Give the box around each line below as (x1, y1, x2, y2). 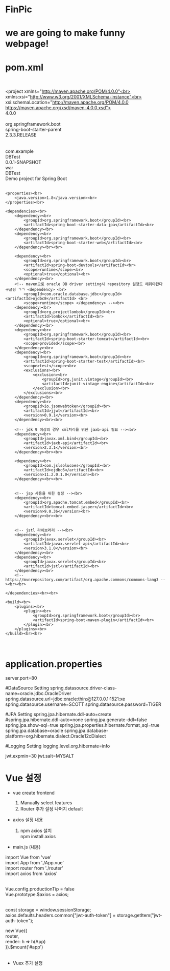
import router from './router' (5, 865, 63, 871)
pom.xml (5, 62, 44, 73)
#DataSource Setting (5, 685, 50, 691)
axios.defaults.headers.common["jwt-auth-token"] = (5, 912, 116, 919)
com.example (5, 148, 34, 154)
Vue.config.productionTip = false (5, 886, 75, 892)
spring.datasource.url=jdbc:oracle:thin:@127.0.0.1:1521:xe (5, 696, 126, 702)
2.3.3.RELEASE (5, 132, 37, 138)
